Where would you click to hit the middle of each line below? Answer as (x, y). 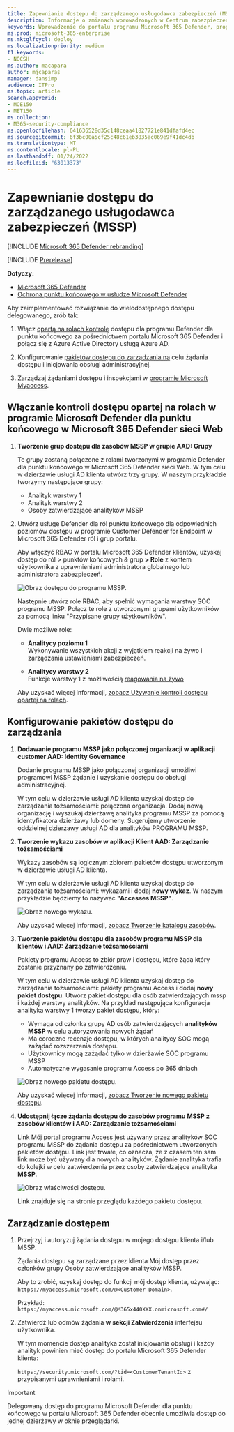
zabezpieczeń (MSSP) (72, 227)
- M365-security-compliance (48, 124)
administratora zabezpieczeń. (60, 574)
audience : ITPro (31, 85)
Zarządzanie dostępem (58, 1223)
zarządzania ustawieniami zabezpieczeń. (87, 658)
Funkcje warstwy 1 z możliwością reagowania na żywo (106, 679)
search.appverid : (32, 98)
